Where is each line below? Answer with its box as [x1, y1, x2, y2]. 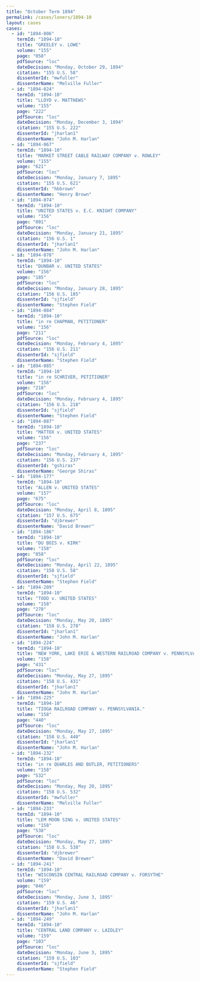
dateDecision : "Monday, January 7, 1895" [17, 175, 121, 181]
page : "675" [17, 495, 46, 502]
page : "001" [17, 219, 46, 225]
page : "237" [17, 440, 46, 446]
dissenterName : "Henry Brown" [17, 191, 92, 197]
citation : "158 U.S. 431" [17, 678, 82, 685]
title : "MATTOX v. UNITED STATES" [17, 429, 102, 435]
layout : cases [6, 20, 42, 26]
